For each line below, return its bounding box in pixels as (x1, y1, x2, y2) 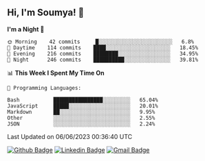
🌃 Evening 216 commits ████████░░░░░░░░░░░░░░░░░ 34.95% (7, 50, 198, 57)
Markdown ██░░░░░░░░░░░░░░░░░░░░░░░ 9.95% (7, 108, 155, 115)
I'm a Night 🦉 (7, 25, 45, 33)
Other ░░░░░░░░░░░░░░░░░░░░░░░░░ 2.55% (7, 114, 155, 121)
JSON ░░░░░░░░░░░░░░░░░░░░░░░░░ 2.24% (7, 121, 155, 127)
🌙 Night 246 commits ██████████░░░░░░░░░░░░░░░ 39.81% (7, 56, 198, 63)
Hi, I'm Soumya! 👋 (7, 7, 85, 18)
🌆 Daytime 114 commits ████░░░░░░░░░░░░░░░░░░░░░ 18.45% (7, 44, 198, 51)
